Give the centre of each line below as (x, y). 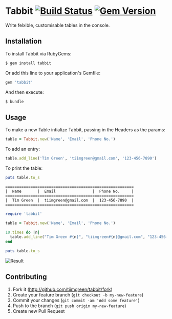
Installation (24, 41)
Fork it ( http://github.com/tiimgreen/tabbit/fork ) (62, 289)
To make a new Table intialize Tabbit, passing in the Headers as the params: (85, 130)
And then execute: (25, 92)
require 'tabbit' (24, 214)
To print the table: (24, 168)
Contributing (26, 277)
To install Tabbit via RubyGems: (38, 53)
